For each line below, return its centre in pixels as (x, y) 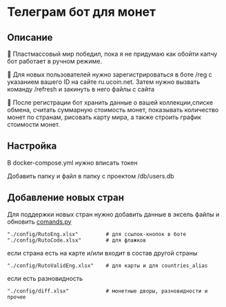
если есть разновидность (45, 278)
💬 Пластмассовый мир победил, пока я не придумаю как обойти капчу (112, 54)
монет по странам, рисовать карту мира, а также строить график (104, 117)
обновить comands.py (39, 222)
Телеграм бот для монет (82, 12)
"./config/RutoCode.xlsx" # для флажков (77, 240)
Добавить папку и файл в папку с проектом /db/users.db (91, 176)
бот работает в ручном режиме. (54, 61)
